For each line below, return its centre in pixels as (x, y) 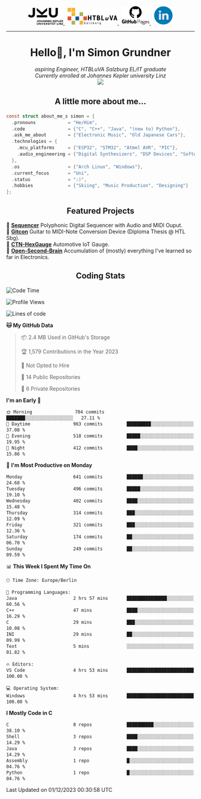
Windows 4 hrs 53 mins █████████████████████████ (100, 696)
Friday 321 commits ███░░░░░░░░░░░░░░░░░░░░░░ (100, 525)
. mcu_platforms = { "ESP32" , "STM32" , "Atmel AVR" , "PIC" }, (98, 148)
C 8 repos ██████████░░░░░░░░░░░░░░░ (100, 725)
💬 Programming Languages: (38, 592)
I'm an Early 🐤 (24, 400)
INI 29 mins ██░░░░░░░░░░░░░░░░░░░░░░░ (100, 634)
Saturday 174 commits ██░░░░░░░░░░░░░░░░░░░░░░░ (100, 537)
